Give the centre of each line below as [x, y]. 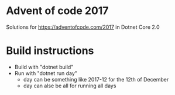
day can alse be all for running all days [70, 86]
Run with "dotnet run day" [46, 73]
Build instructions [50, 51]
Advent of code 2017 [57, 11]
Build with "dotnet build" [44, 67]
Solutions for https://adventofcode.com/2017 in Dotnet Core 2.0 [83, 27]
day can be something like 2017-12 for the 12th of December [96, 79]
